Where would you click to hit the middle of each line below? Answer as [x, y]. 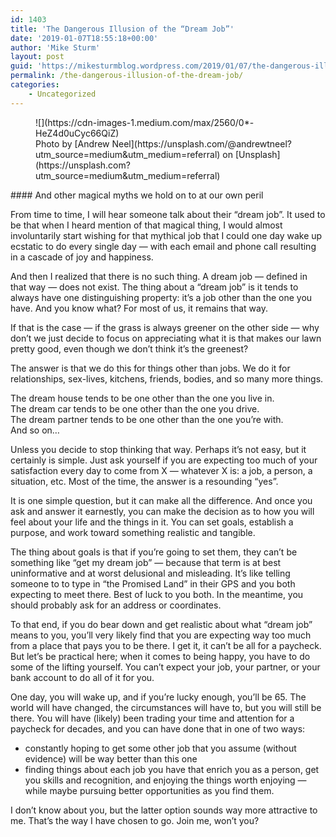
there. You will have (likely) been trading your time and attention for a [152, 718]
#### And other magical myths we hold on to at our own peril [137, 195]
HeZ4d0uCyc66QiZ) [77, 133]
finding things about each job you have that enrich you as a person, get [172, 769]
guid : [21, 66]
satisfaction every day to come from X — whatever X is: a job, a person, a [161, 470]
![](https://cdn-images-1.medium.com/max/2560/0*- [145, 122]
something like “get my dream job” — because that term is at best [146, 562]
